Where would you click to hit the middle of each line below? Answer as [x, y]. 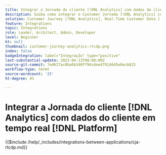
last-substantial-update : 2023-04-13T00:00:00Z [55, 60]
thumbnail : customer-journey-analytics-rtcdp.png [57, 46]
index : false [19, 51]
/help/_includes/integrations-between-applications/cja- [84, 142]
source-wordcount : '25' [30, 74]
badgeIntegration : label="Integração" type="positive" [63, 56]
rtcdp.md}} [16, 147]
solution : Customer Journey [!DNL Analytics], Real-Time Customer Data [80, 19]
